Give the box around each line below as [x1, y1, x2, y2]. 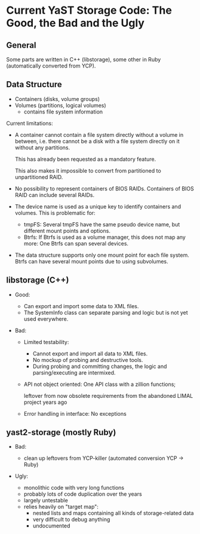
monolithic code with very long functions [23, 484, 124, 492]
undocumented [32, 522, 70, 529]
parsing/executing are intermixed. [32, 369, 116, 376]
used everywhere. [23, 315, 69, 323]
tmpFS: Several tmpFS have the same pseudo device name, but [23, 220, 180, 228]
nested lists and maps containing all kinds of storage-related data [32, 510, 194, 517]
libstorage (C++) [6, 275, 69, 286]
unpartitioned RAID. [14, 173, 63, 180]
